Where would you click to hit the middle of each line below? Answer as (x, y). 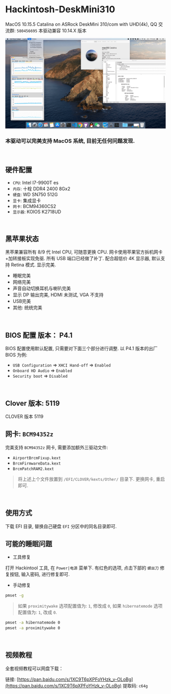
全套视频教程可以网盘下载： (34, 668)
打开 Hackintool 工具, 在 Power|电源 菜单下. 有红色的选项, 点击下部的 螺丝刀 (82, 568)
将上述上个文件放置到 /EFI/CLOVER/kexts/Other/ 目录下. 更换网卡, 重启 (91, 479)
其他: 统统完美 (27, 308)
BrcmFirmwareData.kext (37, 464)
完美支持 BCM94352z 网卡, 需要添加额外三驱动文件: (57, 447)
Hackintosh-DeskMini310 (60, 9)
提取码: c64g (135, 685)
